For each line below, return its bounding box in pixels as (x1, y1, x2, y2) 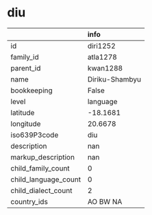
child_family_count (10, 163, 70, 173)
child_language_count (10, 175, 81, 184)
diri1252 (87, 41, 116, 51)
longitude (10, 118, 41, 128)
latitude (10, 107, 35, 117)
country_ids (10, 197, 48, 206)
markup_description (10, 152, 75, 162)
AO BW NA (87, 197, 123, 206)
